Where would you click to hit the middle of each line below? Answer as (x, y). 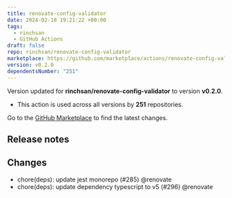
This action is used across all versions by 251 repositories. (100, 104)
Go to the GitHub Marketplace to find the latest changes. (87, 117)
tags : (15, 26)
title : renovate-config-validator (57, 13)
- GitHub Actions (38, 39)
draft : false (26, 46)
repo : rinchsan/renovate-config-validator (69, 52)
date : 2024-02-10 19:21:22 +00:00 (57, 20)
